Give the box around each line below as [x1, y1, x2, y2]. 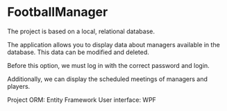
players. [7, 82, 31, 90]
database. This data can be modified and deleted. [7, 48, 149, 56]
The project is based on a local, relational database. [7, 27, 155, 35]
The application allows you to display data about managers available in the [7, 40, 220, 49]
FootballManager [7, 4, 108, 20]
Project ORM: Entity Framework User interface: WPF [7, 95, 156, 104]
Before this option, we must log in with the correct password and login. [7, 61, 210, 69]
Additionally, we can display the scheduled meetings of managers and [7, 74, 208, 83]
